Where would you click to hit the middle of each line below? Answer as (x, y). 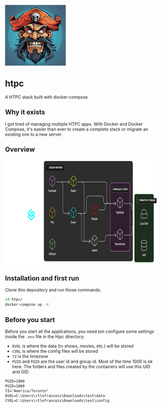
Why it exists (25, 112)
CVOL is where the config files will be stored (55, 351)
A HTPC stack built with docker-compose (47, 97)
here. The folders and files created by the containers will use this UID (81, 366)
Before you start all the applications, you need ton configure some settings (80, 331)
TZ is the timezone (30, 356)
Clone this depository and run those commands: (53, 290)
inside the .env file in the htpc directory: (45, 336)
